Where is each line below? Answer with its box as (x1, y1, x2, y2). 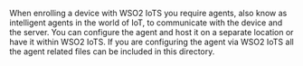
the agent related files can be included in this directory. (9, 46, 215, 57)
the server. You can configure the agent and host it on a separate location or (9, 27, 294, 37)
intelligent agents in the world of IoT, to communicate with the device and (9, 17, 283, 28)
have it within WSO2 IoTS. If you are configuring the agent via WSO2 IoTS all (9, 36, 294, 47)
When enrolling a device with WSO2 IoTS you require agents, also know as (9, 8, 288, 18)
